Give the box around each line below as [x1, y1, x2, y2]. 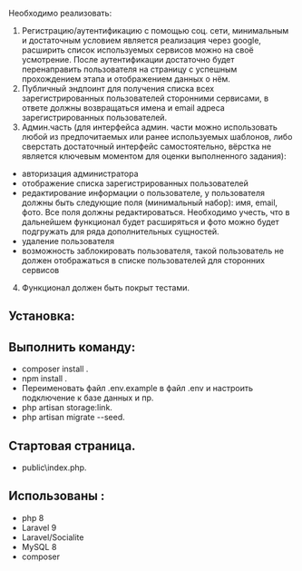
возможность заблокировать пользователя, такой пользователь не [21, 245, 285, 256]
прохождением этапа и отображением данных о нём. [21, 74, 230, 84]
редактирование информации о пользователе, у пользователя [21, 188, 265, 198]
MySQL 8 [21, 541, 57, 552]
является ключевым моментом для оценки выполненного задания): [21, 151, 287, 162]
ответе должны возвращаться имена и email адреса [21, 103, 226, 113]
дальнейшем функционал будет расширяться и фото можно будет [21, 217, 280, 227]
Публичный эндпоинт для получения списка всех [21, 84, 215, 94]
